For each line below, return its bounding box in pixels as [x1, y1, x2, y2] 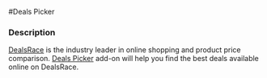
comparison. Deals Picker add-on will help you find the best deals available [8, 54, 259, 64]
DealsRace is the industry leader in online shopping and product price [8, 45, 241, 55]
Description [8, 27, 56, 38]
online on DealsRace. [8, 62, 79, 72]
